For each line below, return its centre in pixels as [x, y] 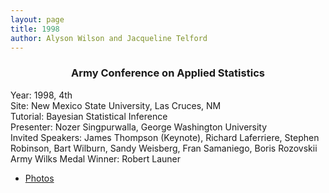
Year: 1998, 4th [41, 95]
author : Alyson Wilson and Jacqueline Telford [109, 38]
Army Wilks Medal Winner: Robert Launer [96, 158]
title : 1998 [35, 29]
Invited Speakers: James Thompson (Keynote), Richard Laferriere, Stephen [165, 137]
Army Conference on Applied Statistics [168, 73]
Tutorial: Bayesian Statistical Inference [89, 116]
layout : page [37, 19]
